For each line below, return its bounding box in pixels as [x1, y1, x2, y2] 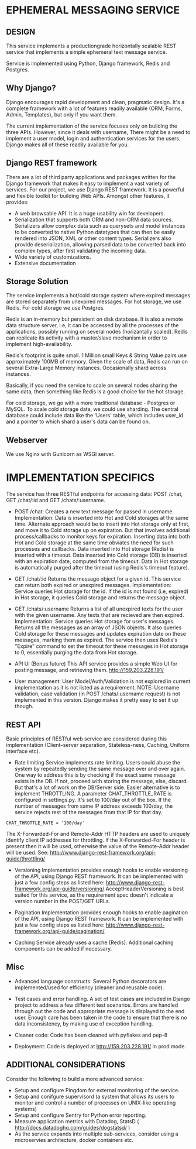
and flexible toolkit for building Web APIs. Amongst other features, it [6, 192, 170, 199]
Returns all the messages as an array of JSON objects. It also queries [14, 624, 182, 631]
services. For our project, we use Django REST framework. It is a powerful [6, 186, 184, 193]
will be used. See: [6, 849, 49, 856]
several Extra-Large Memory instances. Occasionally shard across [6, 364, 167, 372]
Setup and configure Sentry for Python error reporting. [14, 1112, 147, 1119]
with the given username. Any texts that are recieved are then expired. [14, 612, 184, 619]
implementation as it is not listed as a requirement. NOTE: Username [14, 684, 180, 691]
